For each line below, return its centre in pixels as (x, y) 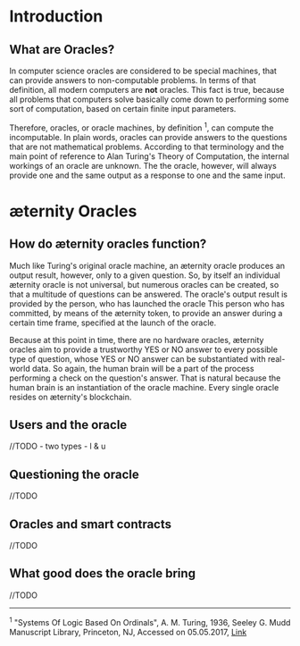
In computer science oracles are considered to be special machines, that (143, 71)
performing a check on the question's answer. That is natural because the (145, 378)
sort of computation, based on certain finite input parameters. (123, 109)
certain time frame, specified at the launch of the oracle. (113, 323)
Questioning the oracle (75, 474)
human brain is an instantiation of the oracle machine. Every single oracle (144, 387)
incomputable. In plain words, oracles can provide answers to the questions (148, 137)
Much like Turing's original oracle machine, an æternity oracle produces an (147, 265)
